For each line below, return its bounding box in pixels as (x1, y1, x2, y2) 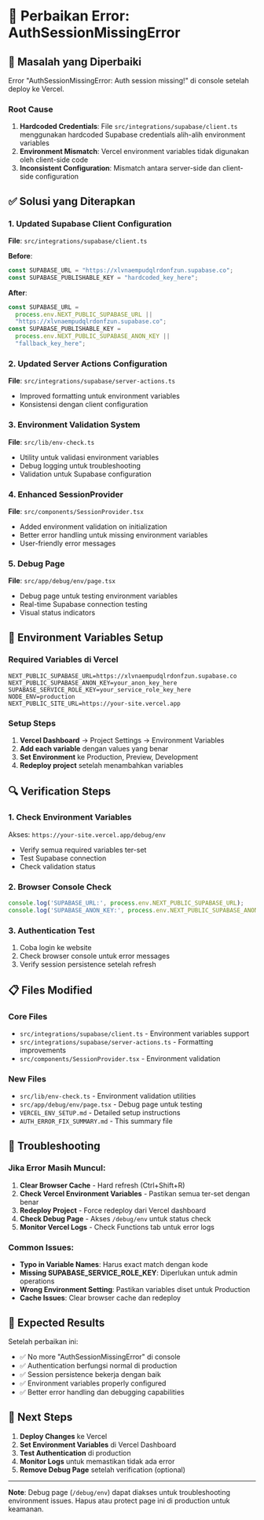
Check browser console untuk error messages (19, 951, 170, 961)
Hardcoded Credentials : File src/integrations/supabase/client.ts (19, 122, 238, 131)
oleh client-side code (19, 155, 89, 164)
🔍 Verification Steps (8, 784, 112, 798)
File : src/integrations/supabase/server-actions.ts (8, 376, 175, 386)
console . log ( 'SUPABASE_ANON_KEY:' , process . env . (8, 907, 170, 915)
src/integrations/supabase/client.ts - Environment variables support (19, 1029, 250, 1038)
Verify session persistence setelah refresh (19, 960, 157, 969)
